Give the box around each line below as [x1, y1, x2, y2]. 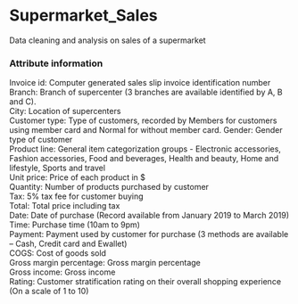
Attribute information [9, 57, 103, 70]
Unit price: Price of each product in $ [9, 172, 145, 183]
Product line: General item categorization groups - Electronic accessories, [9, 144, 281, 154]
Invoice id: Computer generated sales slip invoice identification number [9, 78, 271, 88]
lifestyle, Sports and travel [9, 162, 105, 174]
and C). [9, 96, 37, 107]
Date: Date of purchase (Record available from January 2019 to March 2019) [9, 210, 290, 221]
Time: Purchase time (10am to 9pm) [9, 219, 141, 230]
